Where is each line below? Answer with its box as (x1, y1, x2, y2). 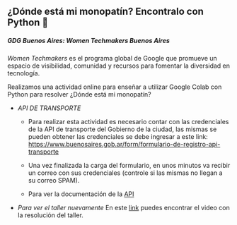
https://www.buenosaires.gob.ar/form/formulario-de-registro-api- (28, 140, 221, 149)
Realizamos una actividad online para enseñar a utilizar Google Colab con (7, 83, 222, 91)
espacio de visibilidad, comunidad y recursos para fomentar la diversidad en (7, 61, 231, 70)
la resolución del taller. (17, 211, 83, 219)
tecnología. (7, 69, 40, 78)
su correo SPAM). (28, 176, 80, 185)
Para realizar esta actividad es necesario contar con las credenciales (28, 118, 229, 126)
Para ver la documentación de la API (28, 190, 134, 198)
